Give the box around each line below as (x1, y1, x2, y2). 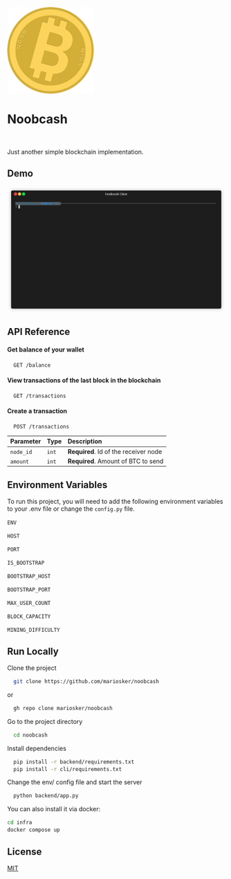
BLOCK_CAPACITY (7, 613, 51, 620)
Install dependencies (7, 744, 67, 752)
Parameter (10, 437, 41, 446)
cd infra (7, 819, 33, 826)
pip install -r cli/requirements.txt (13, 765, 122, 772)
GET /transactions (13, 392, 67, 399)
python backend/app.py (13, 792, 79, 799)
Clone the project (7, 664, 57, 672)
